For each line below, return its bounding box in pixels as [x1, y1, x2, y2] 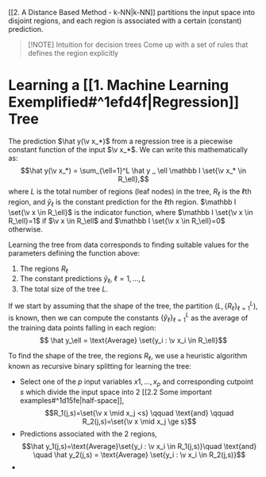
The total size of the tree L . [19, 284, 109, 294]
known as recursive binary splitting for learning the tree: [8, 361, 192, 370]
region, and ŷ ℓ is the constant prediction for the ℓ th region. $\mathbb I [8, 197, 237, 209]
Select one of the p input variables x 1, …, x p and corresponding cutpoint [19, 377, 254, 388]
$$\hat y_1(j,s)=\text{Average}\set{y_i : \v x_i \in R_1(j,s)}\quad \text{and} [21, 441, 257, 451]
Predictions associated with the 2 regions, [19, 428, 157, 438]
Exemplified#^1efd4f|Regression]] [8, 93, 240, 111]
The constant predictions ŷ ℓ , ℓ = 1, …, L [19, 274, 146, 286]
